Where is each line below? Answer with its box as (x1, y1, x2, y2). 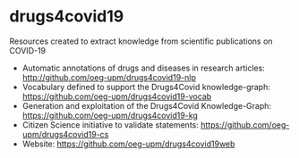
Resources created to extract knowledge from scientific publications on (9, 36, 273, 46)
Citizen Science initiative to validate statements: (21, 119, 199, 130)
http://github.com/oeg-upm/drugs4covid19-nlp (21, 71, 197, 82)
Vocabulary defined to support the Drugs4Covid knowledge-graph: (21, 81, 270, 92)
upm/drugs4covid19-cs (21, 129, 109, 139)
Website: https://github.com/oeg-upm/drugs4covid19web (21, 138, 235, 149)
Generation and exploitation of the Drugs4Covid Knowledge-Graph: (21, 100, 271, 111)
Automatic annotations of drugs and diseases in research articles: (21, 62, 266, 73)
